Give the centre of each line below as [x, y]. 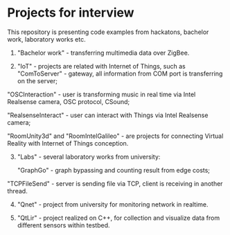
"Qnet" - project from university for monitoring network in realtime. [113, 204]
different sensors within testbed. [63, 225]
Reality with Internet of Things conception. [68, 143]
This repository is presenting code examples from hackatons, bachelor [108, 32]
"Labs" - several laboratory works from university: [89, 157]
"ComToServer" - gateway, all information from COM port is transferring [120, 73]
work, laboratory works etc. [46, 39]
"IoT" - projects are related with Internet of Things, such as [101, 66]
